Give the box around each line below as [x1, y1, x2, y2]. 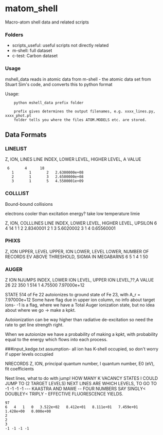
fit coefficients [5, 366, 34, 372]
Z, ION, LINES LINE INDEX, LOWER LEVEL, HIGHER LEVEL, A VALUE [5, 156, 142, 162]
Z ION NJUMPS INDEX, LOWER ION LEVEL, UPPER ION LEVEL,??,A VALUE [5, 277, 154, 283]
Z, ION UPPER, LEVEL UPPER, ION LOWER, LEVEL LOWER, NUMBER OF [5, 248, 149, 254]
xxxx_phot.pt [5, 113, 32, 118]
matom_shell [5, 3, 58, 14]
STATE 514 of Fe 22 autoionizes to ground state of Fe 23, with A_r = [5, 292, 141, 298]
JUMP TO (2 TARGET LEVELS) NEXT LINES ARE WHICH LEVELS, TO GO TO [5, 381, 157, 387]
